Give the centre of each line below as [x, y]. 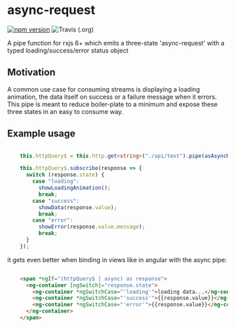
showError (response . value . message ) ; [92, 227]
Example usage [41, 134]
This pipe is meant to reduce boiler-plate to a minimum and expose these [113, 104]
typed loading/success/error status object [68, 50]
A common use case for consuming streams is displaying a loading [104, 89]
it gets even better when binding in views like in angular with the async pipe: [117, 259]
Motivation [31, 72]
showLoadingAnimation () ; [74, 188]
